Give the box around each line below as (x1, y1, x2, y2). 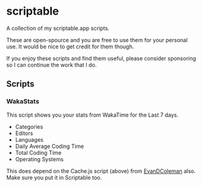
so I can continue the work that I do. (6, 61, 97, 68)
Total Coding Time (15, 148, 62, 156)
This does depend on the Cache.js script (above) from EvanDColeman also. (6, 167, 197, 175)
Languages (15, 136, 44, 143)
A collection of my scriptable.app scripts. (6, 24, 110, 32)
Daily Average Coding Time (15, 142, 84, 150)
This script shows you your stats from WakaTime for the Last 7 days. (6, 111, 179, 119)
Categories (15, 123, 43, 130)
